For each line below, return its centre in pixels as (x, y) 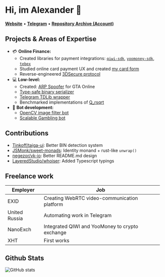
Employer (23, 190)
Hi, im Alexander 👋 (43, 10)
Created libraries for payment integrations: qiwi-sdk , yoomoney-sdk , (87, 58)
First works (56, 241)
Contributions (27, 133)
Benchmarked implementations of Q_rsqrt (62, 102)
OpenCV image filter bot (44, 112)
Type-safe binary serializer (47, 92)
